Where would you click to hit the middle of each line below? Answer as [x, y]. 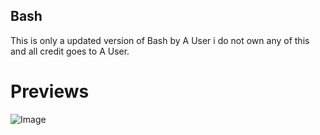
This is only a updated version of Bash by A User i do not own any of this [160, 40]
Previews [50, 91]
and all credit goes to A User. [70, 51]
